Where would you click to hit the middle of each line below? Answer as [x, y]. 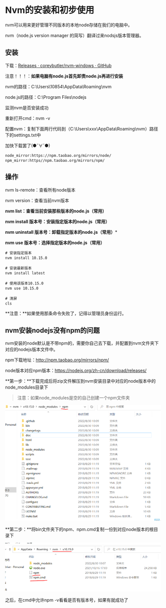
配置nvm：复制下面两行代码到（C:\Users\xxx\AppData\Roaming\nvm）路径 [82, 129]
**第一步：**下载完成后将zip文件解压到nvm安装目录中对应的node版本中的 [81, 381]
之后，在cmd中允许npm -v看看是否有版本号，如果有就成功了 [67, 600]
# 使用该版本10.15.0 [24, 283]
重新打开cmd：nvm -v [28, 118]
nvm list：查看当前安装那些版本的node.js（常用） [56, 211]
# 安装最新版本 [19, 268]
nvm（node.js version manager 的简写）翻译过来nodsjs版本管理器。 [75, 35]
